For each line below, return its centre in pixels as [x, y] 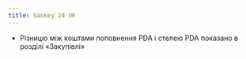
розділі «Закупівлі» [52, 46]
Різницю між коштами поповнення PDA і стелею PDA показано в [129, 38]
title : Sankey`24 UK [42, 15]
